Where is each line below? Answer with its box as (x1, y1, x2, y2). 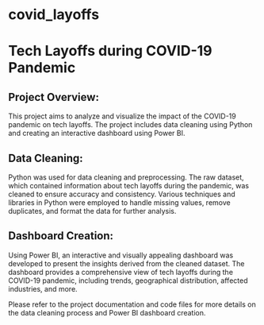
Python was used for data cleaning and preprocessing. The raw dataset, (8, 172, 244, 182)
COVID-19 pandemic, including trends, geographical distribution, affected (8, 276, 248, 285)
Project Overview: (8, 90, 99, 104)
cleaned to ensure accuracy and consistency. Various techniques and (8, 189, 235, 199)
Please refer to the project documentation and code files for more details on (8, 300, 256, 309)
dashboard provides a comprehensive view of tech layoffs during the (8, 267, 234, 277)
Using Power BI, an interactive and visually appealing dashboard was (8, 250, 234, 260)
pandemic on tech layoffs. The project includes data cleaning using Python (8, 120, 253, 130)
